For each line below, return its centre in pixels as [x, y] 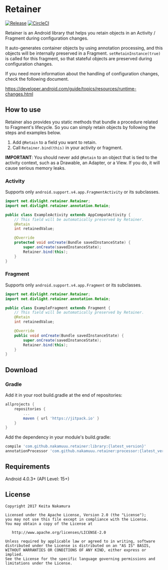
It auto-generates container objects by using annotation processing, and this [84, 48]
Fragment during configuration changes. [47, 38]
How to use [23, 110]
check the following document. [37, 79]
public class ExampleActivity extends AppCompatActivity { [68, 215]
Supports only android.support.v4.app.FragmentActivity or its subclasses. [82, 192]
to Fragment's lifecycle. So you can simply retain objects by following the [80, 127]
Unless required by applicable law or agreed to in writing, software [80, 541]
